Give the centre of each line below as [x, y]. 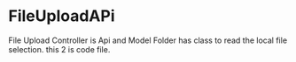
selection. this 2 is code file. [59, 49]
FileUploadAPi [62, 16]
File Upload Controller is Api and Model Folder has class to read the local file [148, 40]
